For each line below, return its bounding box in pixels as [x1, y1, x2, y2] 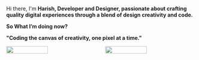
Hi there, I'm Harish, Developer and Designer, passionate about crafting [6, 5, 187, 12]
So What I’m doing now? [6, 23, 68, 30]
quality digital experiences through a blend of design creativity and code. [6, 11, 193, 18]
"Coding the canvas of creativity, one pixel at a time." [6, 34, 142, 41]
